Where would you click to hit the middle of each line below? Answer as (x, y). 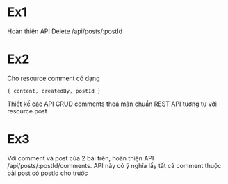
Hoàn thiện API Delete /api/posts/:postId (65, 31)
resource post (27, 111)
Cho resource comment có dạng (54, 78)
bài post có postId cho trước (48, 173)
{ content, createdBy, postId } (54, 91)
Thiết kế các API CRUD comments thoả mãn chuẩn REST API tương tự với (112, 104)
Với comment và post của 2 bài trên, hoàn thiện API (81, 158)
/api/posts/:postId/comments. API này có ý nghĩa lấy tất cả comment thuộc (114, 165)
